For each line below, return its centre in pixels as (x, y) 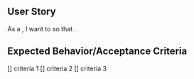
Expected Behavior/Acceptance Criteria (97, 52)
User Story (32, 12)
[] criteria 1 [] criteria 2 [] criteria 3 (57, 68)
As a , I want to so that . (42, 28)
